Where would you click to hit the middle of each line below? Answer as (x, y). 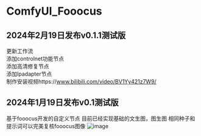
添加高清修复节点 (28, 66)
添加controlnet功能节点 (35, 59)
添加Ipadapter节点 (29, 74)
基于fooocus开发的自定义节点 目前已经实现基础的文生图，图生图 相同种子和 (101, 118)
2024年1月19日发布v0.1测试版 (62, 103)
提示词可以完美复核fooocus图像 (46, 126)
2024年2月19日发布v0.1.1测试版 (66, 35)
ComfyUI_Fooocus (54, 11)
